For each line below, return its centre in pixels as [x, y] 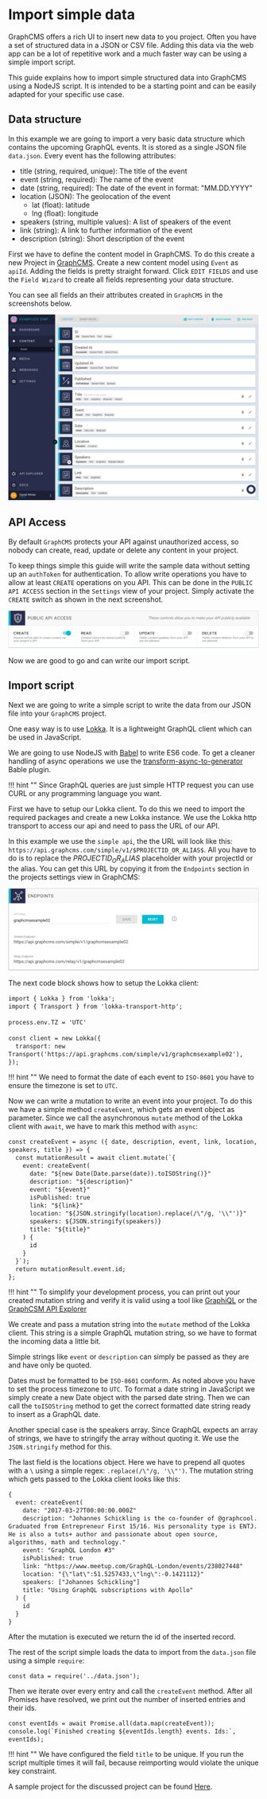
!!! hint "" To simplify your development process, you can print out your [124, 1292]
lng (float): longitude [65, 213]
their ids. [23, 1707]
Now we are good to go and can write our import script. [99, 660]
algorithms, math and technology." [67, 1542]
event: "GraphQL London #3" [69, 1550]
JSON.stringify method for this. [60, 1446]
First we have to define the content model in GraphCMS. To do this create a [132, 254]
